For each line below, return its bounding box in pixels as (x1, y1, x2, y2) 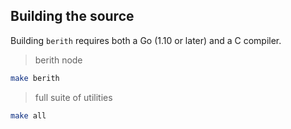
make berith (10, 73, 60, 83)
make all (10, 110, 47, 121)
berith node (34, 54, 83, 66)
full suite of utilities (34, 91, 113, 103)
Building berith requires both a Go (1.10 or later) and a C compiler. (10, 34, 282, 46)
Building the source (10, 8, 135, 25)
